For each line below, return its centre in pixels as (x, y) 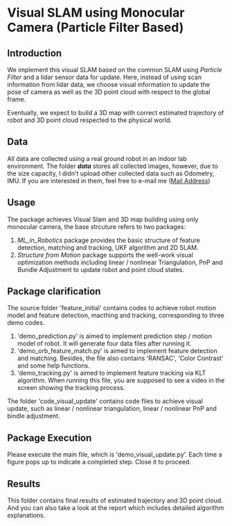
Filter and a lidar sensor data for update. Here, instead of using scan (105, 77)
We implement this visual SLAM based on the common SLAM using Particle (115, 70)
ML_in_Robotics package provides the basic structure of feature (109, 240)
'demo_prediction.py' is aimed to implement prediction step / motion (115, 336)
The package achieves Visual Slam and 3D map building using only (103, 219)
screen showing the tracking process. (71, 388)
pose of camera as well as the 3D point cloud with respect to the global (109, 92)
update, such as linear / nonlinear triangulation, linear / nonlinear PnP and (112, 409)
